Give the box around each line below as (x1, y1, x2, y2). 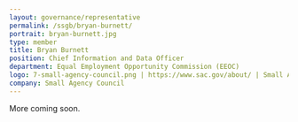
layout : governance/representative (9, 12, 141, 22)
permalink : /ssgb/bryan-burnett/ (9, 21, 133, 30)
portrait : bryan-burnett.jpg (9, 29, 117, 38)
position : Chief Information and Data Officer (9, 54, 184, 63)
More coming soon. (9, 103, 81, 113)
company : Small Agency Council (9, 79, 125, 88)
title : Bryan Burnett (9, 46, 90, 55)
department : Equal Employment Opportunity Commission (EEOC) (9, 63, 240, 72)
